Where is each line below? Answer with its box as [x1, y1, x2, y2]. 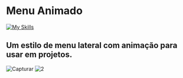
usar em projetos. [6, 50, 73, 60]
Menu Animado [6, 4, 83, 18]
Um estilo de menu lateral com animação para [6, 40, 178, 50]
